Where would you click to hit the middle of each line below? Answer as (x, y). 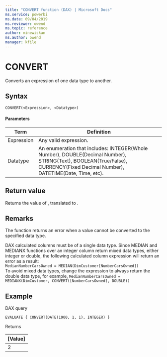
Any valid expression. (63, 140)
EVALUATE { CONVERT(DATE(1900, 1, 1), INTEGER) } (58, 317)
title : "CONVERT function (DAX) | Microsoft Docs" (59, 10)
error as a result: (22, 261)
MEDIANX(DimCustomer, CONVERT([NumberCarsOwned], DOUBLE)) (68, 281)
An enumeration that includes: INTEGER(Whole (93, 148)
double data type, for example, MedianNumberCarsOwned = (63, 276)
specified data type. (26, 236)
